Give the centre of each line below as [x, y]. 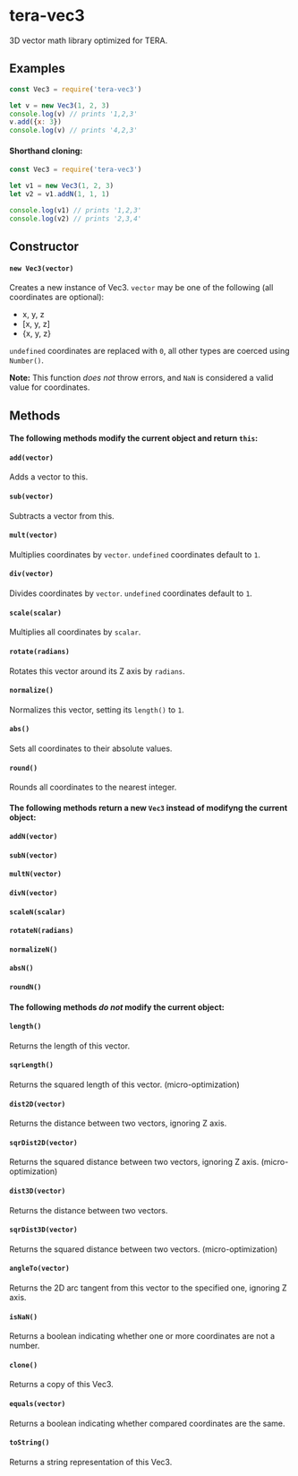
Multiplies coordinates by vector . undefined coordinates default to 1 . [135, 554]
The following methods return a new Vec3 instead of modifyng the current [149, 807]
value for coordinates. [50, 387]
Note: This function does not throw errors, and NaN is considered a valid [141, 378]
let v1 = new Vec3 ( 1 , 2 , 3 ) [62, 186]
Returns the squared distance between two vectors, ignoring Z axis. [134, 1162]
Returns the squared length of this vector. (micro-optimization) [124, 1084]
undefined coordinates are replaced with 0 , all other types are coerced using [149, 351]
